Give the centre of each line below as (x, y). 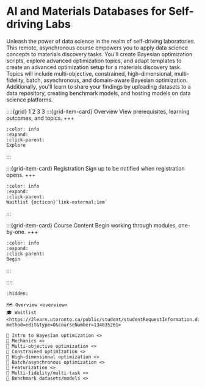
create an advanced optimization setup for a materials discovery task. (94, 67)
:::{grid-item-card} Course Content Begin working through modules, (92, 225)
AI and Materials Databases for (86, 11)
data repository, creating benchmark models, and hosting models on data (99, 93)
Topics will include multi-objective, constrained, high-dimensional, (90, 73)
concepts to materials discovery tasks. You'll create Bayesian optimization (99, 54)
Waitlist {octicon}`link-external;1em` (57, 202)
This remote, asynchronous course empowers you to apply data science (97, 48)
